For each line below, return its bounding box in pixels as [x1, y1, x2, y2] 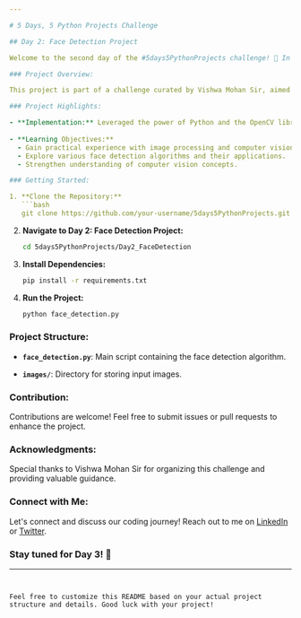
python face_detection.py [21, 309, 119, 318]
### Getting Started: [9, 176, 90, 185]
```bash [21, 201, 50, 210]
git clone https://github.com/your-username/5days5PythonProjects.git [21, 209, 291, 218]
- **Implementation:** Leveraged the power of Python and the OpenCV [9, 118, 275, 127]
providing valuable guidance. [9, 473, 116, 484]
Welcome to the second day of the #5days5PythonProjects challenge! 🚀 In [9, 53, 291, 63]
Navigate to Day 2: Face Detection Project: [21, 225, 184, 236]
